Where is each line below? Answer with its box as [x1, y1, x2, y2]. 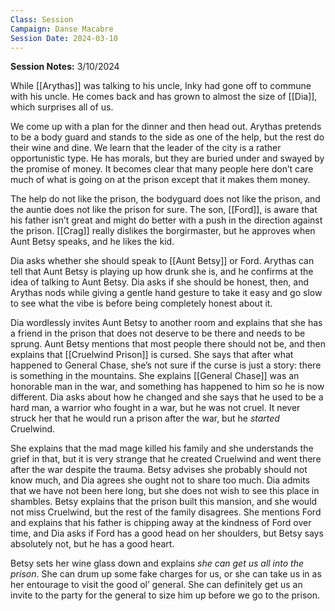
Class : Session [10, 14, 74, 25]
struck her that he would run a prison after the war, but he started [10, 412, 280, 425]
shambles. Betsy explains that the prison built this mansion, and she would [10, 496, 318, 508]
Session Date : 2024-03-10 [10, 33, 118, 43]
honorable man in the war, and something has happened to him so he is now [10, 381, 325, 393]
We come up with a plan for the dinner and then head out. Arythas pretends [10, 121, 322, 133]
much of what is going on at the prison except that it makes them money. [10, 174, 311, 186]
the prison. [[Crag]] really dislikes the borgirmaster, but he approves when [10, 225, 316, 237]
